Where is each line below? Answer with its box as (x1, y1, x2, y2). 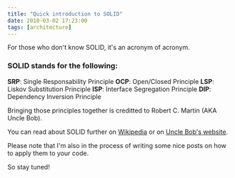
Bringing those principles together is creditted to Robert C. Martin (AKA (7, 106, 217, 115)
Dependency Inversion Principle (7, 92, 101, 100)
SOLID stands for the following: (7, 61, 118, 71)
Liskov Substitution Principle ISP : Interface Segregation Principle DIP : (7, 85, 211, 93)
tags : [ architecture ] (7, 23, 72, 31)
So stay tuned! (7, 162, 50, 171)
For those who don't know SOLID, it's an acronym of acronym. (7, 43, 191, 52)
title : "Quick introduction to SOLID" (7, 10, 123, 18)
